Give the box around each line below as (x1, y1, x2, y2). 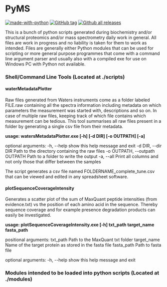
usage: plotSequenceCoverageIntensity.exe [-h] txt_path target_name (5, 222, 155, 228)
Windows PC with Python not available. (5, 61, 86, 67)
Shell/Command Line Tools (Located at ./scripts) (5, 73, 125, 80)
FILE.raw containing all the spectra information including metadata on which (5, 102, 162, 108)
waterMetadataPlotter (5, 86, 52, 92)
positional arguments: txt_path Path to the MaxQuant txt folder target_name (5, 237, 161, 243)
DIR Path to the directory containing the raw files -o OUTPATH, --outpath (5, 148, 155, 154)
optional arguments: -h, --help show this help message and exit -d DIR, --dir (5, 143, 162, 149)
